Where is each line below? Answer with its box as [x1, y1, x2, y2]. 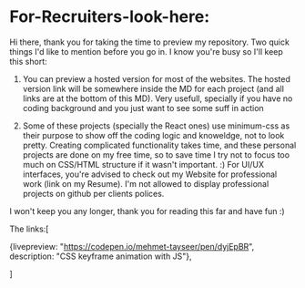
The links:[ [9, 223, 49, 234]
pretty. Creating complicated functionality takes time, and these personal [22, 139, 297, 150]
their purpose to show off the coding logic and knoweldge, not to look [22, 129, 285, 140]
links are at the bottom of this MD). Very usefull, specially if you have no [22, 93, 293, 104]
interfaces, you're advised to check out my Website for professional [22, 169, 278, 180]
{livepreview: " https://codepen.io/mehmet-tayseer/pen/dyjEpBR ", [9, 241, 255, 252]
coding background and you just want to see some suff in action [22, 102, 264, 113]
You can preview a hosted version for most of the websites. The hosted [22, 73, 291, 84]
